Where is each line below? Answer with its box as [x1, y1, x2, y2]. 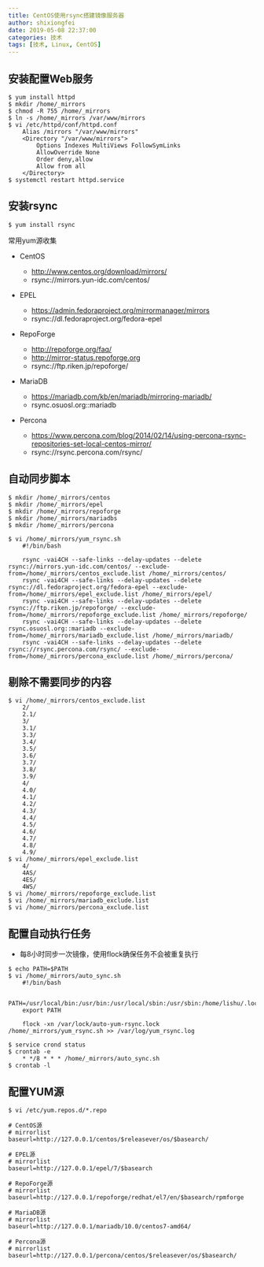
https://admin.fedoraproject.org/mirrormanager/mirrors [31, 305, 210, 315]
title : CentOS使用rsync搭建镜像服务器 [8, 11, 124, 20]
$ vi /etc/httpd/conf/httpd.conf [8, 121, 118, 128]
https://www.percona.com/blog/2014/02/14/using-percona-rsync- [31, 430, 247, 440]
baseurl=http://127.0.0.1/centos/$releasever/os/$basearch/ [8, 1135, 210, 1143]
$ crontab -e [8, 1048, 51, 1056]
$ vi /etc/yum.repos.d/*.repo [8, 1106, 108, 1114]
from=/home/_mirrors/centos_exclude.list [8, 569, 146, 578]
